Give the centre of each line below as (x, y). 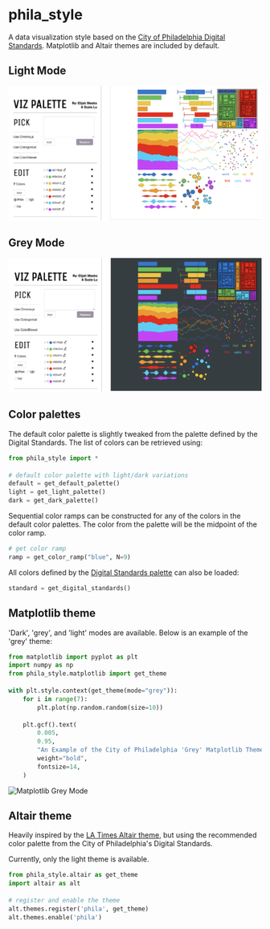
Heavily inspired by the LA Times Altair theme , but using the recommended (133, 835)
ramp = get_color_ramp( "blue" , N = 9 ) (70, 557)
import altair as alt (45, 884)
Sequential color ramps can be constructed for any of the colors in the (125, 516)
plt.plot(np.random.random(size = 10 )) (100, 707)
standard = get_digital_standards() (70, 588)
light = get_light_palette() (57, 492)
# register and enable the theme (64, 901)
